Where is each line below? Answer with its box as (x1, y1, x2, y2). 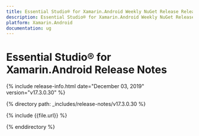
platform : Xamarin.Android (6, 20, 73, 25)
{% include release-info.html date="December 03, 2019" (6, 83, 145, 90)
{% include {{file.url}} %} (6, 112, 68, 119)
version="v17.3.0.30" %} (6, 89, 66, 96)
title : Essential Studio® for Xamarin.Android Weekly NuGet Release (6, 8, 179, 15)
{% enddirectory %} (6, 124, 55, 131)
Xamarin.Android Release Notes (6, 63, 168, 77)
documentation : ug (6, 25, 52, 31)
